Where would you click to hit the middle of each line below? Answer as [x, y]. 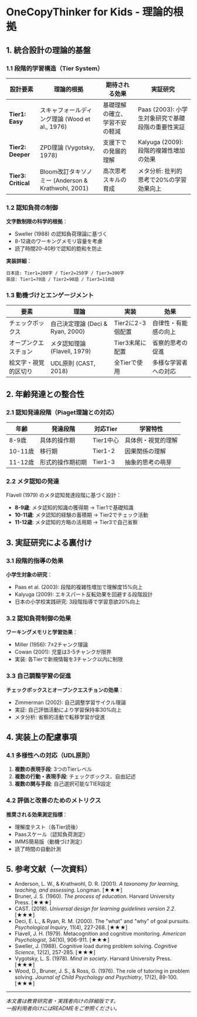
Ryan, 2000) [68, 332]
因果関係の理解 [145, 451]
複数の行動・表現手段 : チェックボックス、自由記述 [75, 777]
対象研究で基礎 [164, 118]
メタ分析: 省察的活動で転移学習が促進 [60, 717]
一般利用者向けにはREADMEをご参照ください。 [63, 1008]
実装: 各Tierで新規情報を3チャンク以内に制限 [69, 659]
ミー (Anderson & [64, 181]
